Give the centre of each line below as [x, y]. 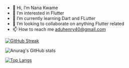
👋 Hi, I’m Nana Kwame [35, 8]
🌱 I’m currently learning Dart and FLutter [54, 18]
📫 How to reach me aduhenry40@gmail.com [59, 29]
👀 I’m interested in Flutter [38, 13]
